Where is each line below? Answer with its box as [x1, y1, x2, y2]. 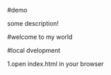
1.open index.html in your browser [7, 60, 104, 68]
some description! [7, 19, 59, 27]
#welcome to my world [7, 33, 73, 41]
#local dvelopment [7, 47, 61, 54]
